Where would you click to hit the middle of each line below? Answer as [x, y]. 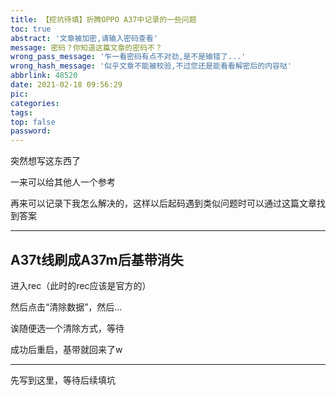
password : [31, 131]
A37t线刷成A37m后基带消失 [97, 259]
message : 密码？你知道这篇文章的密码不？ [86, 47]
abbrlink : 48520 [44, 76]
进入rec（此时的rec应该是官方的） [81, 285]
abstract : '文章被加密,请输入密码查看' [84, 38]
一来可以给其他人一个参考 [63, 182]
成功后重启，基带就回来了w [66, 349]
